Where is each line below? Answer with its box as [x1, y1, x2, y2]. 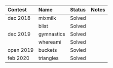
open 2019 [7, 47, 34, 53]
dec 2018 [7, 15, 31, 21]
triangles [38, 55, 59, 61]
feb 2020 [7, 55, 30, 61]
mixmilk [38, 15, 57, 21]
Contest [7, 6, 27, 13]
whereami [38, 39, 62, 45]
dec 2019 [7, 31, 31, 37]
